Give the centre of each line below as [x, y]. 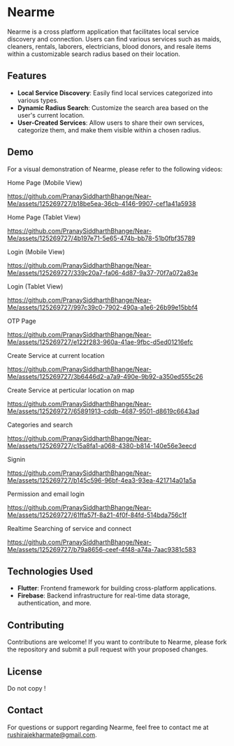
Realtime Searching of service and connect [69, 528]
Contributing [36, 625]
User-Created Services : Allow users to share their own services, [111, 123]
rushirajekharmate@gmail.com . [52, 734]
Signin [16, 459]
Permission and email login [46, 494]
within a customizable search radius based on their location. [94, 54]
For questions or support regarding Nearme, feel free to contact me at [108, 727]
